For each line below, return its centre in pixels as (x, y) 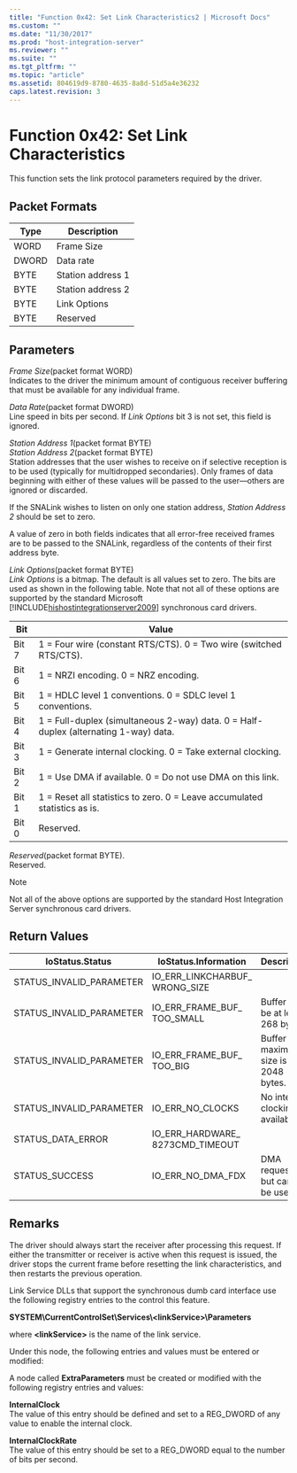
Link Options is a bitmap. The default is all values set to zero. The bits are (142, 579)
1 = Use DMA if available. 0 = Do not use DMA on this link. (159, 778)
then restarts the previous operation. (76, 1273)
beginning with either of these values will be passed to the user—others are (147, 481)
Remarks (34, 1224)
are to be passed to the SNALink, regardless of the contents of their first (141, 543)
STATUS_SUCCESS (54, 1175)
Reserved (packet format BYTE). (67, 856)
